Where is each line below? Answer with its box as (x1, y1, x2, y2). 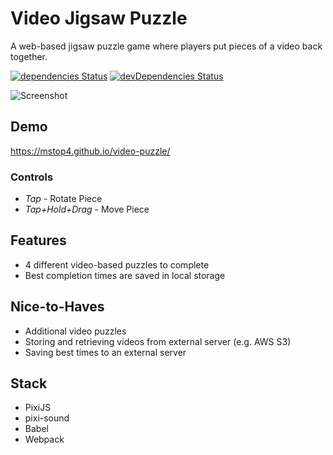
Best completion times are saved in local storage (24, 269, 226, 281)
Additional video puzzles (24, 325, 127, 337)
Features (10, 232, 67, 249)
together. (10, 50, 48, 62)
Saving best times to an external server (24, 346, 187, 358)
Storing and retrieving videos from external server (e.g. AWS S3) (24, 335, 292, 347)
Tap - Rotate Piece (24, 193, 103, 205)
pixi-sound (24, 412, 70, 424)
